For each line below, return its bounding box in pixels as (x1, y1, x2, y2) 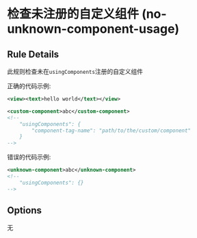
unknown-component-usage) (7, 21, 180, 37)
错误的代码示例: (7, 153, 51, 161)
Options (7, 204, 42, 216)
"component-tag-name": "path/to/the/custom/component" (31, 127, 192, 134)
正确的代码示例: (7, 82, 51, 90)
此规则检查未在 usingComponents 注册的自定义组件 (7, 68, 144, 75)
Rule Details (7, 49, 60, 60)
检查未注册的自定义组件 (7, 6, 140, 22)
